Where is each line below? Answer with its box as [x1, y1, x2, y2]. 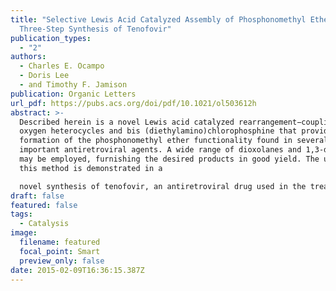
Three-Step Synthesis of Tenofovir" [19, 24, 172, 34]
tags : [10, 209, 33, 220]
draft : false [10, 191, 65, 201]
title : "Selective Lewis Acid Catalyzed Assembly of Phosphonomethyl [10, 14, 307, 25]
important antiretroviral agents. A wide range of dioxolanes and [19, 145, 302, 155]
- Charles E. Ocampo [19, 61, 105, 71]
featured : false [10, 200, 78, 210]
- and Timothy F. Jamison [19, 80, 128, 90]
